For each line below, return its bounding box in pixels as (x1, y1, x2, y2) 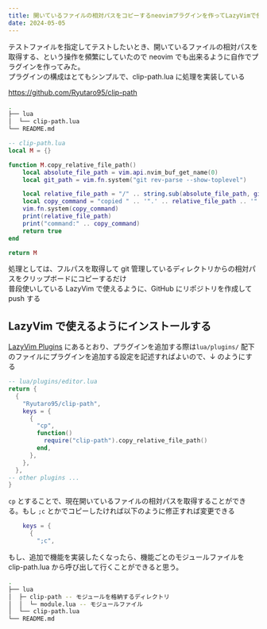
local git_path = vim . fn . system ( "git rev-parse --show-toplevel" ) (22, 176, 247, 183)
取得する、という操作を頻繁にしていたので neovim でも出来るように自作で (8, 52, 252, 61)
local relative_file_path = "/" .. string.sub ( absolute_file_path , (22, 190, 250, 199)
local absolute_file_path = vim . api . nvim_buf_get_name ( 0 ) (22, 168, 219, 176)
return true (22, 227, 62, 235)
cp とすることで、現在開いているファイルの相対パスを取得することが (8, 496, 233, 506)
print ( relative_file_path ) (22, 212, 112, 220)
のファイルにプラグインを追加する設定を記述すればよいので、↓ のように (8, 352, 246, 361)
